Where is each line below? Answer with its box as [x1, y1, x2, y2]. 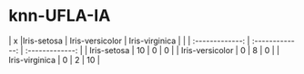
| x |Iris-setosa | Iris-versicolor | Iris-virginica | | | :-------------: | [8, 35, 250, 46]
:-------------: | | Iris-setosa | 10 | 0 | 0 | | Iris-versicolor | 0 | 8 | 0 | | [25, 44, 280, 55]
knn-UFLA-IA [8, 5, 111, 26]
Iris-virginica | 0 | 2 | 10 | [8, 54, 101, 65]
